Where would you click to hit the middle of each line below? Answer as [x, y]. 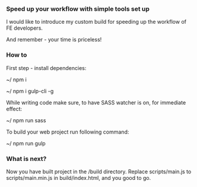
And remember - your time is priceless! [54, 40]
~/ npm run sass [26, 120]
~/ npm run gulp [26, 143]
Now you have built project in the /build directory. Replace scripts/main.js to [99, 172]
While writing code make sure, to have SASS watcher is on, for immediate [96, 102]
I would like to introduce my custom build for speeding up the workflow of [96, 22]
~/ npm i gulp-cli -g [30, 91]
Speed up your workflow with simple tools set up [78, 9]
